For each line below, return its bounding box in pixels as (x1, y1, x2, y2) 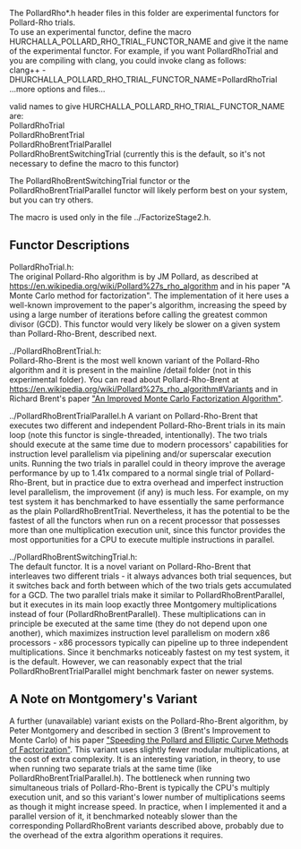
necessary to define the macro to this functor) (9, 159, 179, 168)
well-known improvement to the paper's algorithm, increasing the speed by (9, 299, 288, 310)
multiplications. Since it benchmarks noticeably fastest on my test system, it (9, 647, 289, 657)
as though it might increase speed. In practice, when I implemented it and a (9, 801, 288, 811)
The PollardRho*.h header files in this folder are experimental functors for (9, 8, 279, 18)
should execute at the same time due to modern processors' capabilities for (9, 439, 288, 450)
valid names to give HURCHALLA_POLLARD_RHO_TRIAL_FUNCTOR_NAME (9, 101, 285, 111)
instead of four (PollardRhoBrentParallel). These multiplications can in (9, 608, 266, 619)
